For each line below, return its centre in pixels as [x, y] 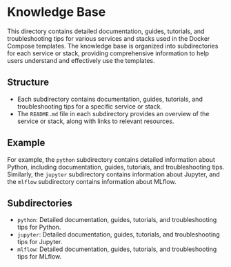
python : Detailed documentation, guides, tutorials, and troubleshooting [117, 220]
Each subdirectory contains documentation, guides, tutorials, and [110, 99]
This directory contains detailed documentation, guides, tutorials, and [106, 31]
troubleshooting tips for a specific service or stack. [90, 106]
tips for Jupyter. [40, 242]
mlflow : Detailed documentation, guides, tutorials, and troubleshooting [117, 249]
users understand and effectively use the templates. [81, 60]
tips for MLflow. [39, 257]
